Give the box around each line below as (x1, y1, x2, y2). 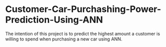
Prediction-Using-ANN (5, 14, 103, 25)
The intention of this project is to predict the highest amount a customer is (5, 30, 160, 36)
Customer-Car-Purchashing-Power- (5, 3, 161, 15)
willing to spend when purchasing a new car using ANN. (5, 36, 123, 42)
